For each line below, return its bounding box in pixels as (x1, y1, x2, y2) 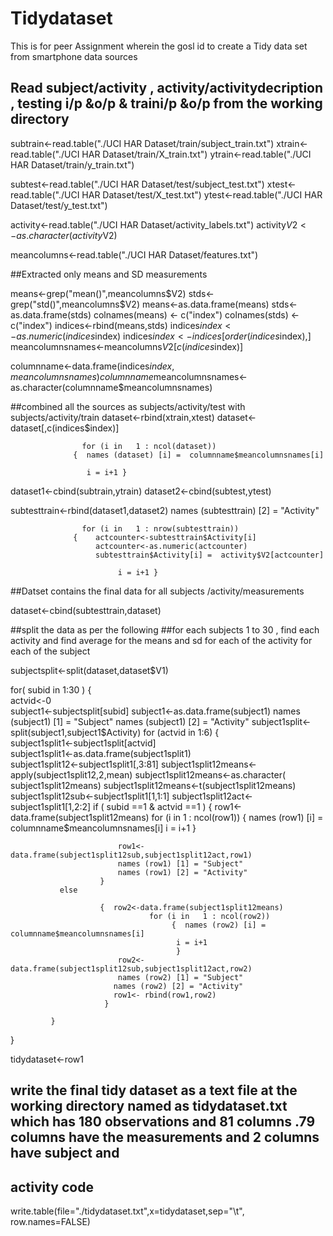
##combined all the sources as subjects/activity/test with (10, 400, 246, 412)
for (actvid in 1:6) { (143, 726, 220, 738)
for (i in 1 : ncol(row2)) (148, 911, 271, 921)
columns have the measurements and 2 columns (10, 1129, 320, 1146)
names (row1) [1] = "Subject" (117, 858, 244, 869)
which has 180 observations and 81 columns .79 (10, 1113, 316, 1131)
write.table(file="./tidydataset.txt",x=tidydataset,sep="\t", (10, 1205, 245, 1217)
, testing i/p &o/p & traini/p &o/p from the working (10, 95, 323, 112)
